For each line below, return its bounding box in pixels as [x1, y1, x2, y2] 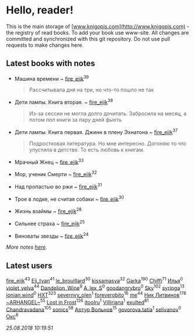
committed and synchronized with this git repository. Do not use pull [6, 35, 170, 42]
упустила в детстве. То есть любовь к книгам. [29, 146, 145, 153]
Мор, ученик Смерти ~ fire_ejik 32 [14, 170, 97, 178]
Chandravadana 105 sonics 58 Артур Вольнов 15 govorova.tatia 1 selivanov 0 [6, 305, 182, 313]
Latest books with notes [6, 59, 95, 68]
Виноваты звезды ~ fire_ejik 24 [14, 231, 89, 239]
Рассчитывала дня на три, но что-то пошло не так [29, 86, 154, 94]
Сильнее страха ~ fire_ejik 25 [14, 219, 85, 227]
